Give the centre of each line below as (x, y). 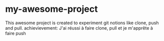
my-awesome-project (51, 9)
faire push (16, 33)
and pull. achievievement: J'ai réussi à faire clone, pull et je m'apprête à (79, 28)
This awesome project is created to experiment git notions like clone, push (82, 23)
